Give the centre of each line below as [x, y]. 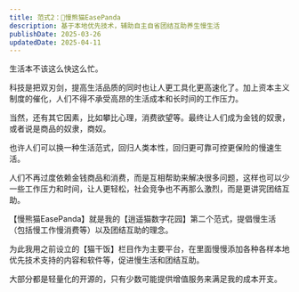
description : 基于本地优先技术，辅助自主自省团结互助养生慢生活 [115, 26]
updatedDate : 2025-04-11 [55, 42]
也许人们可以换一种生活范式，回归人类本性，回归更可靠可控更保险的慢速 [141, 148]
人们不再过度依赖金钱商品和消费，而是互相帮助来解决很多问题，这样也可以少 [149, 178]
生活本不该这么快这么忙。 [56, 69]
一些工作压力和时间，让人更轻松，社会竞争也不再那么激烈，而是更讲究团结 [145, 189]
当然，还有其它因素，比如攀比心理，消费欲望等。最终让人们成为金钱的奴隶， [149, 118]
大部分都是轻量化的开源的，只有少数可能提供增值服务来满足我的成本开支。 [145, 279]
